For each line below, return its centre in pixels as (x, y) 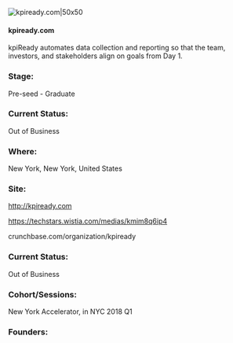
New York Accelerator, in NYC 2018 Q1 (70, 312)
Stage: (21, 76)
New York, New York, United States (66, 168)
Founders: (28, 332)
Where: (23, 151)
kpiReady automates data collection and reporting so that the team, (117, 48)
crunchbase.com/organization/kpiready (72, 237)
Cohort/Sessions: (42, 294)
